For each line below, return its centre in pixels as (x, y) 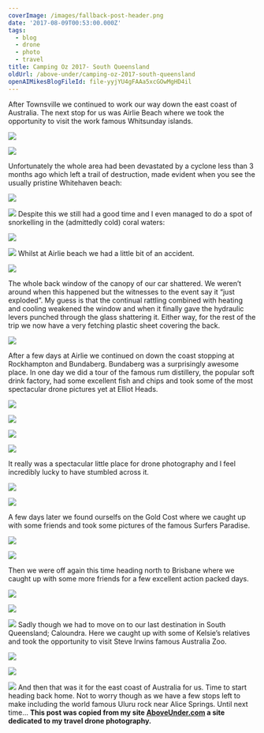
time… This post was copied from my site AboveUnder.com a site (117, 712)
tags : (17, 30)
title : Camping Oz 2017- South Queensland (79, 67)
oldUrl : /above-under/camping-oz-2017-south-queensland (102, 74)
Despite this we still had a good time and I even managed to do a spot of (135, 213)
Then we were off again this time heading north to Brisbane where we (121, 570)
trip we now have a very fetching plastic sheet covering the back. (114, 325)
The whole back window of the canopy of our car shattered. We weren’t (125, 283)
